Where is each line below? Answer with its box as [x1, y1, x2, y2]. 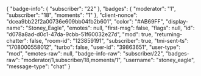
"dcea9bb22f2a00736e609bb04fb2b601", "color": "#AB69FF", [6, 18, 164, 25]
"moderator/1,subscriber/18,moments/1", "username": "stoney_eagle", [21, 57, 196, 63]
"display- [165, 18, 189, 25]
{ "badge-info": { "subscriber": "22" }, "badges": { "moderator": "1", [6, 5, 176, 12]
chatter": [6, 37, 29, 44]
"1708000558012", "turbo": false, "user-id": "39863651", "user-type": [6, 43, 181, 51]
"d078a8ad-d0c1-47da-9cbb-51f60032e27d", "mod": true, [6, 31, 153, 38]
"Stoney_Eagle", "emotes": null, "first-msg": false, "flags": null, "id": [25, 24, 195, 31]
